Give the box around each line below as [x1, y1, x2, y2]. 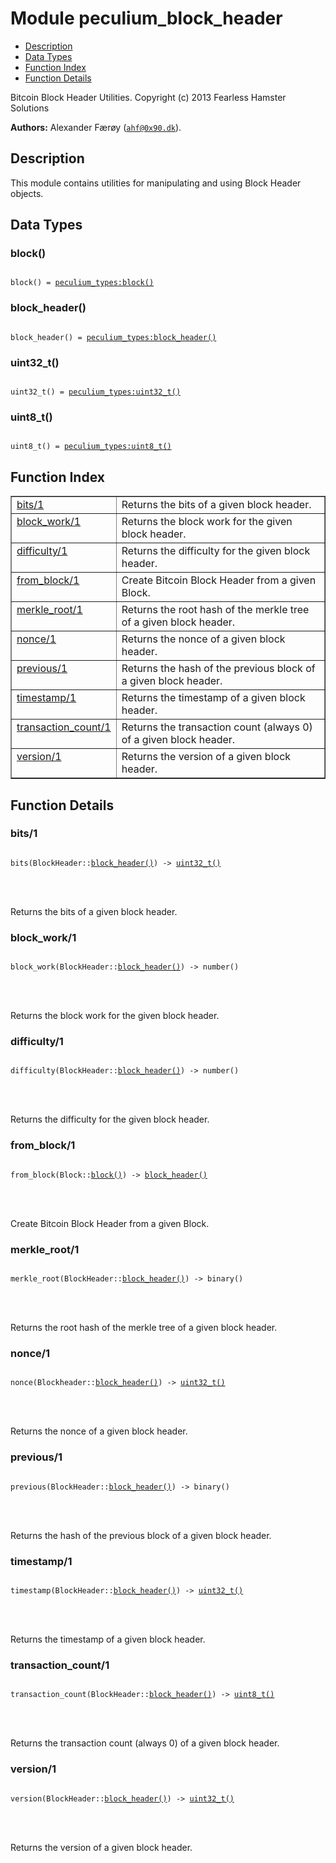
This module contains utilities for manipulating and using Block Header [10, 177, 302, 189]
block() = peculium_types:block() [10, 278, 155, 288]
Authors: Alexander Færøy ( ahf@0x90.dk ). [10, 121, 182, 133]
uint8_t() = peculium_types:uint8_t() [10, 442, 172, 452]
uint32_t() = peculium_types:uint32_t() [10, 387, 182, 397]
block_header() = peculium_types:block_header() [10, 332, 217, 342]
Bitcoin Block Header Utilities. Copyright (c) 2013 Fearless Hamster [10, 91, 287, 103]
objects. [10, 187, 44, 199]
